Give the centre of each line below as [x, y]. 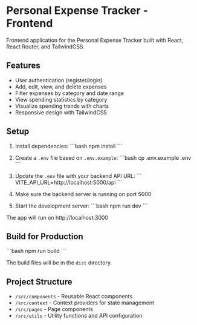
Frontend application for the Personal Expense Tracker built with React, [95, 40]
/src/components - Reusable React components [74, 297]
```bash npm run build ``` [36, 251]
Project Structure [39, 282]
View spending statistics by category [61, 99]
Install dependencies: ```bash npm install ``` [69, 146]
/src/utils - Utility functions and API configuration [79, 316]
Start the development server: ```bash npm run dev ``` [81, 206]
